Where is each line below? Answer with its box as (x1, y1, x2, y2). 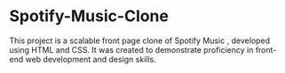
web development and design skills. (25, 54, 157, 64)
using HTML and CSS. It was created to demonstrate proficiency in (9, 44, 254, 55)
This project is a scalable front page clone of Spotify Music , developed (9, 35, 271, 46)
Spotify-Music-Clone (9, 6, 169, 26)
